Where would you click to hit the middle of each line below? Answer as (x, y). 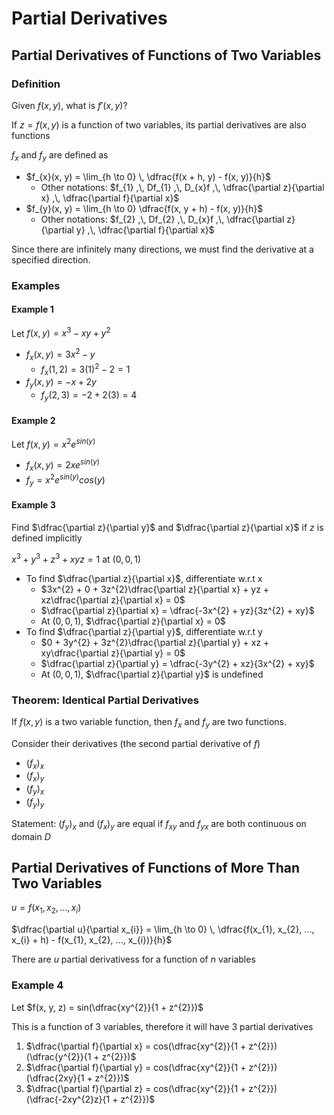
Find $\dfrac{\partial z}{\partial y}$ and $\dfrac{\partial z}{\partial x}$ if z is (167, 527)
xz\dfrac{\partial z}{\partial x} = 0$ (113, 599)
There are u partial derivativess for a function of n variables (133, 959)
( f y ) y (35, 803)
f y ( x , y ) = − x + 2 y (61, 383)
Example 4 (37, 985)
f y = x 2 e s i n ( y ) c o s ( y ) (65, 480)
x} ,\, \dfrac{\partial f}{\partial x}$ (110, 198)
